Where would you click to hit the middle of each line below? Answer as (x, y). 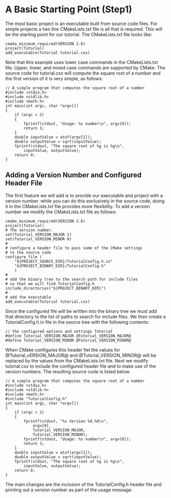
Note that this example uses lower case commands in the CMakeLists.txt (82, 62)
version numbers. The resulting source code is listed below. (68, 371)
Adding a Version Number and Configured (74, 175)
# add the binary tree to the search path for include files (72, 279)
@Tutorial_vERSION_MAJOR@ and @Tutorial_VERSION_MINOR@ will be (81, 355)
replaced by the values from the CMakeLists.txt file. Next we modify (77, 360)
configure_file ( (24, 257)
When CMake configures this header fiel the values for (63, 350)
